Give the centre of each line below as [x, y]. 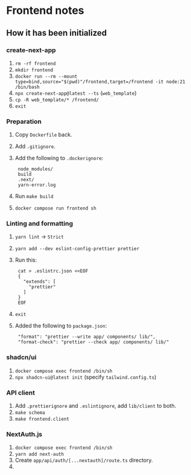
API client [20, 392]
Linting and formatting [40, 224]
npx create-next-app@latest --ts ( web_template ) [76, 93]
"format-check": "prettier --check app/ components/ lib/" [93, 342]
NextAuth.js [24, 434]
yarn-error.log [37, 185]
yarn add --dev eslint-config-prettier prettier [77, 249]
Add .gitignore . [35, 146]
